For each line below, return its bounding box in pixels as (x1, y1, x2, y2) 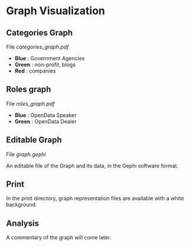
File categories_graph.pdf (6, 43, 69, 50)
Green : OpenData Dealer (14, 118, 77, 125)
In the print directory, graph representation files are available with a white (6, 195, 184, 202)
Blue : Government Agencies (14, 55, 85, 61)
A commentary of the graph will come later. (6, 234, 112, 241)
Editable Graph (6, 135, 62, 145)
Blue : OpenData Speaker (14, 111, 77, 119)
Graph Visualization (6, 4, 105, 18)
